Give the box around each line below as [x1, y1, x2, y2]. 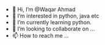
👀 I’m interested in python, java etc [12, 12, 100, 19]
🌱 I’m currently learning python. [12, 19, 92, 26]
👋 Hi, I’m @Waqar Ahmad [12, 6, 76, 13]
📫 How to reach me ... [12, 32, 69, 39]
